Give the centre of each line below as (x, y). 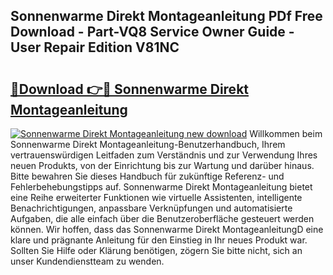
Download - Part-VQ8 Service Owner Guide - (152, 32)
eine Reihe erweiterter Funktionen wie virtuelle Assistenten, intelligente (156, 197)
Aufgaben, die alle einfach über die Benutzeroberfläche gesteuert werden (162, 218)
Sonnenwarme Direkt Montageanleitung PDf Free (166, 16)
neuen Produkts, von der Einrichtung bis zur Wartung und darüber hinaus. (162, 165)
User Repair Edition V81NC (95, 47)
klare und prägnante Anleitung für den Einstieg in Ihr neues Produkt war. (159, 240)
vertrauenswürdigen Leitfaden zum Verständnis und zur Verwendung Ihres (164, 155)
